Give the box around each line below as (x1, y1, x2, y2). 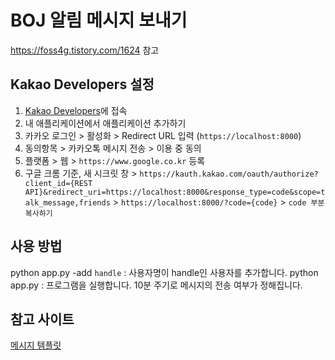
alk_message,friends (24, 197, 111, 208)
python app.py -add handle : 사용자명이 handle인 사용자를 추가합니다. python (10, 266, 319, 278)
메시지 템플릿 (10, 339, 62, 351)
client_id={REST (24, 178, 93, 188)
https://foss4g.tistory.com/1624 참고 (10, 44, 160, 56)
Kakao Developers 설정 (10, 76, 155, 93)
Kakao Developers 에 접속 (24, 104, 128, 116)
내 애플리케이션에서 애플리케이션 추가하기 (24, 117, 187, 129)
